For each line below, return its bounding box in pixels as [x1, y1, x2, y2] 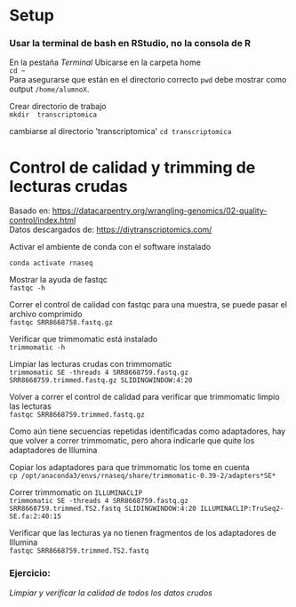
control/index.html [9, 215, 76, 226]
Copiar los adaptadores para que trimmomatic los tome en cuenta [9, 462, 251, 473]
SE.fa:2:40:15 [9, 512, 62, 521]
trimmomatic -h [9, 343, 66, 352]
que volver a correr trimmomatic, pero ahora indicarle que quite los [9, 435, 255, 446]
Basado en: [9, 205, 51, 216]
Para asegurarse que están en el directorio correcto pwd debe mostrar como [9, 75, 287, 85]
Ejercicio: [9, 567, 51, 579]
